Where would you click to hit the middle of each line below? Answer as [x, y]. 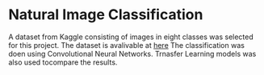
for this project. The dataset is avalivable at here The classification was [126, 45]
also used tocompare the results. [63, 62]
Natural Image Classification [106, 15]
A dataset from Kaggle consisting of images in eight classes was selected [131, 37]
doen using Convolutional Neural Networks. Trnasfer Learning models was [132, 53]
